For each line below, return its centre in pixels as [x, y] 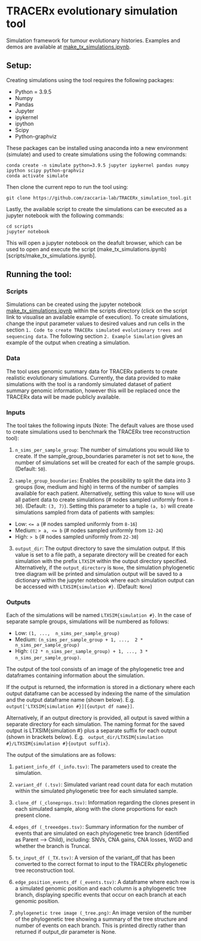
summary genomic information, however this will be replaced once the [93, 390]
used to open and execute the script [51, 249]
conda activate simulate [37, 176]
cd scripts [20, 226]
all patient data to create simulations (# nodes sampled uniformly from [102, 500]
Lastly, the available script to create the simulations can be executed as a [97, 209]
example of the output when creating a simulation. [68, 342]
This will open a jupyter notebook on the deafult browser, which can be [94, 243]
